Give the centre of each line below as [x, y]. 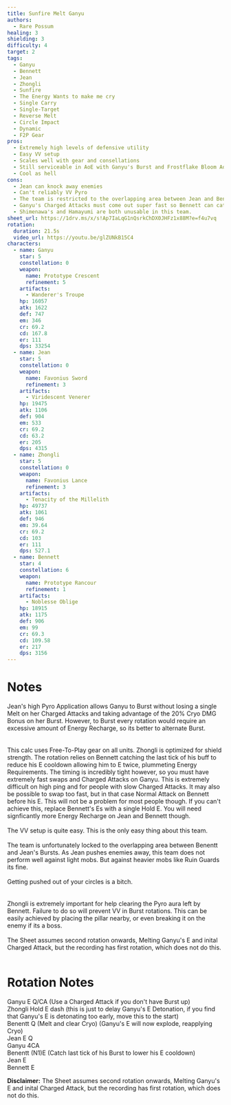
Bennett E [21, 1068]
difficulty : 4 [27, 45]
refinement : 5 [46, 282]
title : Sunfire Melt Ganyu [46, 13]
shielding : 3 [26, 39]
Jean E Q [20, 1038]
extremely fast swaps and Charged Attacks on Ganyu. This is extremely [108, 780]
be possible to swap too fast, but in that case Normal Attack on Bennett [108, 794]
